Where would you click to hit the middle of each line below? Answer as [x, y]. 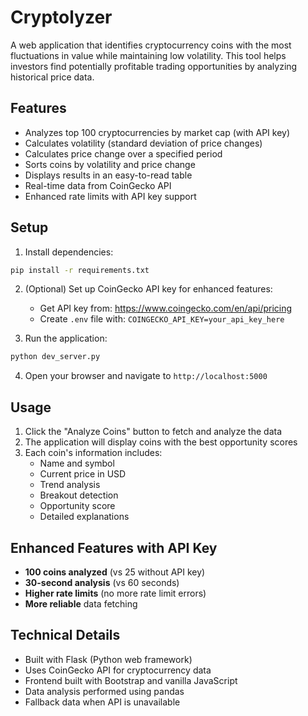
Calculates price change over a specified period [123, 153]
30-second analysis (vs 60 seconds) [102, 582]
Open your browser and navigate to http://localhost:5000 [146, 376]
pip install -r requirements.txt [80, 270]
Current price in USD [83, 474]
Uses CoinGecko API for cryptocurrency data [118, 670]
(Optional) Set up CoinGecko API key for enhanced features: [148, 289]
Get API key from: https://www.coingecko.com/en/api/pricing [166, 308]
